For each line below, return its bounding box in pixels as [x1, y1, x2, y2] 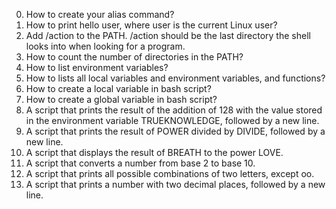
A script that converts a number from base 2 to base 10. [25, 157, 256, 169]
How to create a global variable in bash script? [25, 94, 218, 105]
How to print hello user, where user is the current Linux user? [25, 19, 278, 31]
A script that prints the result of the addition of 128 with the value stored [25, 104, 323, 116]
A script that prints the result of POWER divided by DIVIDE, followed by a [25, 125, 326, 137]
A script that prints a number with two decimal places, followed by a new [25, 179, 326, 190]
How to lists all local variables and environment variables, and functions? [25, 72, 326, 84]
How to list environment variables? [25, 62, 169, 73]
